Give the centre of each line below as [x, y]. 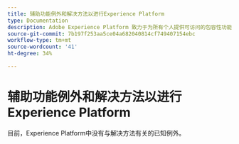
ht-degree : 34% [30, 54]
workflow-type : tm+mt [39, 40]
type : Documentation [38, 21]
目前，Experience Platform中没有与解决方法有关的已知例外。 [96, 133]
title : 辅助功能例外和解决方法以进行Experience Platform [86, 14]
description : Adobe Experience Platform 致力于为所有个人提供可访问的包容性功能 [120, 27]
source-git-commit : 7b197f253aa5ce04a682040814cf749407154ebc [101, 34]
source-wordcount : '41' [43, 47]
